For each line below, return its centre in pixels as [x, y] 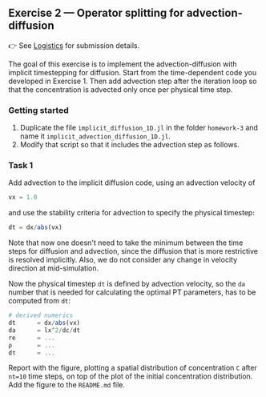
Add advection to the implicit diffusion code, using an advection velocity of [132, 182]
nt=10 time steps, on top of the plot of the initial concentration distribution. [131, 376]
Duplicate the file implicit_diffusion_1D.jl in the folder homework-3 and [139, 128]
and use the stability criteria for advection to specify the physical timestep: [131, 213]
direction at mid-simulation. [54, 268]
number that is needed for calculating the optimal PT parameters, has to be [132, 292]
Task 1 [21, 166]
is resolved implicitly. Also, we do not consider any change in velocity [123, 260]
